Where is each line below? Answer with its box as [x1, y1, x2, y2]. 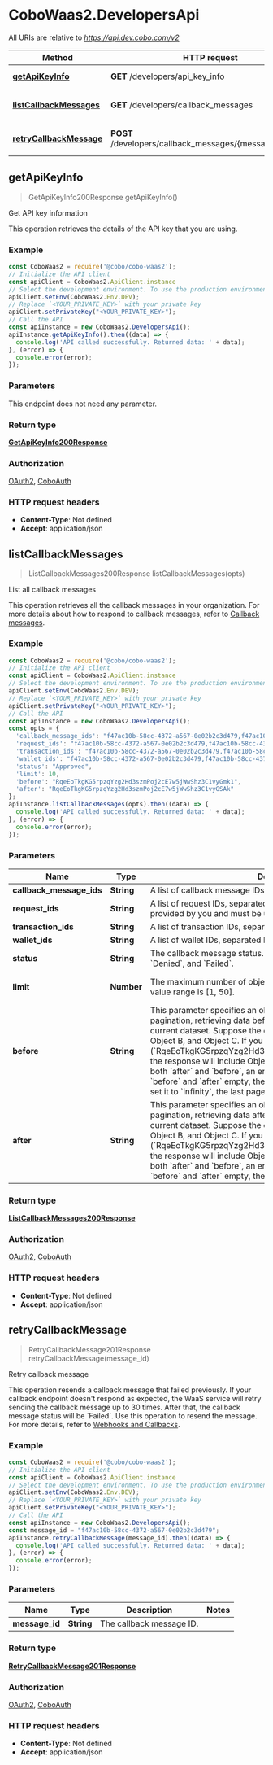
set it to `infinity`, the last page [149, 1086, 266, 1097]
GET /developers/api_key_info [110, 71, 225, 82]
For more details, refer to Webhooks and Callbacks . [8, 1419, 180, 1429]
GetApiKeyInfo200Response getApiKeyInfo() [28, 192, 178, 202]
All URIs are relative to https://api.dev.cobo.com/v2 [8, 33, 180, 42]
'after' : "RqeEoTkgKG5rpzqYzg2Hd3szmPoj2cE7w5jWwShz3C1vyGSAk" [15, 785, 234, 793]
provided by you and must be [149, 907, 262, 919]
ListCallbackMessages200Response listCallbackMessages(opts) [28, 569, 245, 579]
